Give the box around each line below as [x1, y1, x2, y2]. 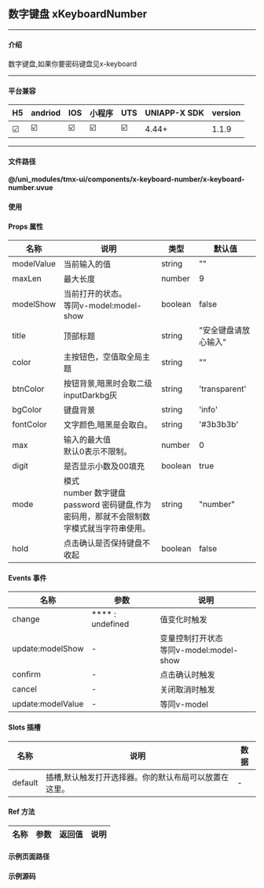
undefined [91, 618, 130, 629]
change [12, 614, 41, 625]
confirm [12, 669, 42, 680]
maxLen [12, 273, 42, 284]
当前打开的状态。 [63, 289, 127, 300]
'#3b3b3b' [199, 419, 239, 430]
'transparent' [199, 383, 247, 394]
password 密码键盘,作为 [63, 499, 152, 510]
